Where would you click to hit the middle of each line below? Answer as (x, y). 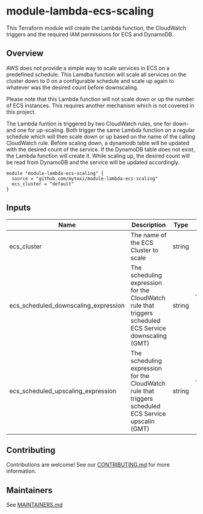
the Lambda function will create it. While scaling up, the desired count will (98, 156)
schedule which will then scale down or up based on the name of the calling (101, 136)
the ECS (142, 242)
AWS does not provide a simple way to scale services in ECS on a (88, 68)
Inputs (19, 208)
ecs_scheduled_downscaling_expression (67, 305)
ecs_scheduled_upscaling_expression (63, 390)
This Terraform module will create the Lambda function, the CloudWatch (96, 28)
